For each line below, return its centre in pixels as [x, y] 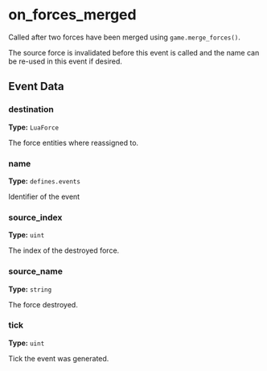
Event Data [36, 87]
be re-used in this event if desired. [66, 61]
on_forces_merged [72, 15]
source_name [35, 271]
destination [31, 109]
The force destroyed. [43, 304]
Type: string [30, 289]
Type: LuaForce [33, 127]
